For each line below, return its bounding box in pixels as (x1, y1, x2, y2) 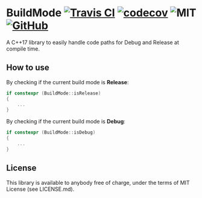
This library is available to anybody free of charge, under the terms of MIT (6, 179, 190, 186)
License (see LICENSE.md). (6, 185, 75, 193)
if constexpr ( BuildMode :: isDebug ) (6, 129, 96, 135)
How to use (6, 63, 49, 73)
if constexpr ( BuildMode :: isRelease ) (6, 90, 101, 96)
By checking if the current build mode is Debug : (6, 118, 125, 125)
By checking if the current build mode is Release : (6, 78, 129, 85)
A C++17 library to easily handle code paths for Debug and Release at (6, 39, 180, 46)
